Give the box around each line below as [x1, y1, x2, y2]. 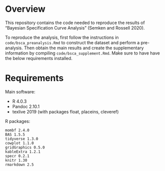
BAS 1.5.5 [5, 132, 26, 137]
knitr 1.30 [5, 158, 27, 163]
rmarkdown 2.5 [5, 162, 34, 167]
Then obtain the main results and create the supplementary [24, 45, 144, 51]
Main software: [5, 88, 35, 94]
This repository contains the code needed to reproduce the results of [5, 20, 145, 26]
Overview [5, 3, 46, 15]
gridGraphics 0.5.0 [5, 145, 45, 150]
